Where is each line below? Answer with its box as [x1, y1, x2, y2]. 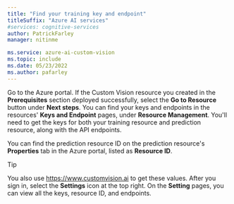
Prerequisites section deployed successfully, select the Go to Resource [7, 96, 217, 104]
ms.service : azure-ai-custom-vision [7, 49, 115, 56]
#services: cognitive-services [7, 23, 99, 30]
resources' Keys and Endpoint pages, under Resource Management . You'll [7, 110, 228, 119]
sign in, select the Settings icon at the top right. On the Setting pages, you [7, 181, 224, 190]
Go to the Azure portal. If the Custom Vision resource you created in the [7, 88, 216, 96]
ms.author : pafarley [7, 68, 68, 76]
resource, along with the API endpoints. [7, 125, 122, 134]
